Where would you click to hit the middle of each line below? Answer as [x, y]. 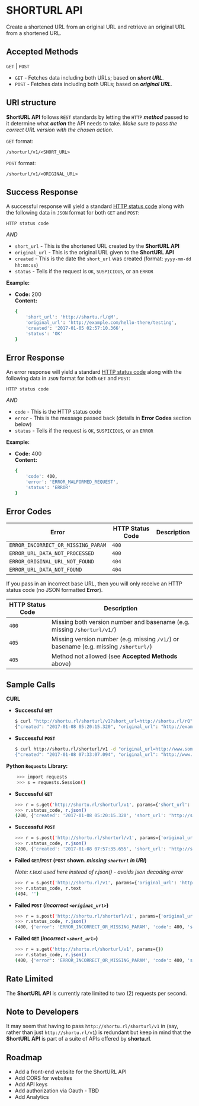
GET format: [20, 141]
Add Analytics [32, 1097]
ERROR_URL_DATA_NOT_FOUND [46, 569]
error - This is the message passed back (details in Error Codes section [103, 418]
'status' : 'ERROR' [48, 488]
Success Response [42, 192]
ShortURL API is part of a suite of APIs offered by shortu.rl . [79, 1039]
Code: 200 [28, 294]
